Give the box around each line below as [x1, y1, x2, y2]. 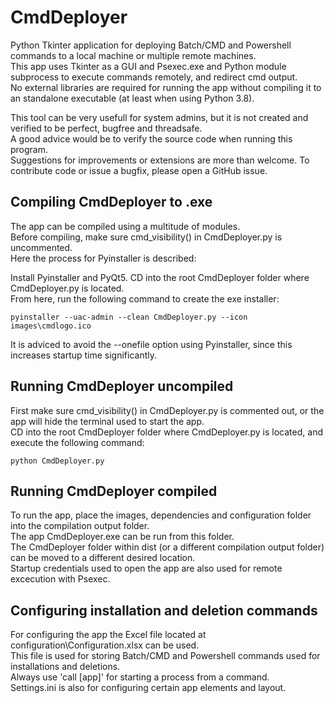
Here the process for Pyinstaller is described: [10, 252, 197, 264]
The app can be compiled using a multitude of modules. [10, 220, 241, 232]
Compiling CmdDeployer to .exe [10, 194, 213, 211]
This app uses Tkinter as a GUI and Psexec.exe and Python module [10, 60, 287, 72]
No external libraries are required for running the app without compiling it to [10, 81, 322, 93]
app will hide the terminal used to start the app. [10, 415, 205, 427]
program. [10, 143, 49, 155]
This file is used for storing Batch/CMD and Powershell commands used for [10, 650, 321, 662]
